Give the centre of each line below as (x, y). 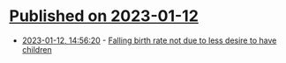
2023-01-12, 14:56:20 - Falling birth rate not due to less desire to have (149, 40)
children (37, 49)
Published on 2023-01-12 (104, 16)
